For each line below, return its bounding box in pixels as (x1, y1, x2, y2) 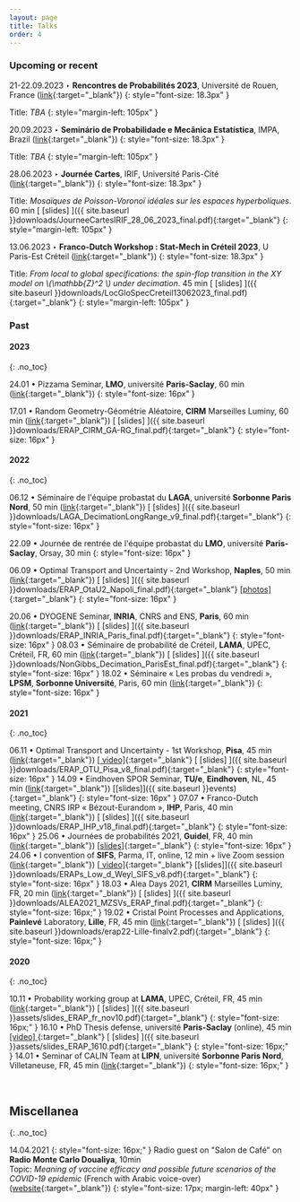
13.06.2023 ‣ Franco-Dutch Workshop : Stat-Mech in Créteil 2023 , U (9, 241, 269, 252)
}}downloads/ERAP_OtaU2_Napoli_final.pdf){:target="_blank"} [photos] (9, 584, 271, 595)
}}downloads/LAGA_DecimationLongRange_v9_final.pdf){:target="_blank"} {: (9, 511, 292, 521)
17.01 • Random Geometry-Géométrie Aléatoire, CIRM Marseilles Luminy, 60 (9, 405, 289, 416)
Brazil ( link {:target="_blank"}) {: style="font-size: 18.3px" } (9, 134, 226, 144)
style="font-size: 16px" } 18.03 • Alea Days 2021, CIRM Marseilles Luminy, (9, 878, 284, 889)
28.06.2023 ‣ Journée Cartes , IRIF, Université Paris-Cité (9, 168, 219, 179)
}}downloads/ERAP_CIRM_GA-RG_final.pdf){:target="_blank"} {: (9, 424, 244, 435)
